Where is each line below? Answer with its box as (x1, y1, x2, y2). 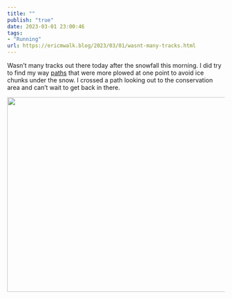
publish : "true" (7, 17, 54, 24)
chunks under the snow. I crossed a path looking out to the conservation (7, 76, 213, 84)
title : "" (7, 10, 36, 17)
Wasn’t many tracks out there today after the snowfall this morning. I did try (7, 62, 222, 69)
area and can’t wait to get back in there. (7, 84, 121, 91)
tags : (7, 29, 23, 37)
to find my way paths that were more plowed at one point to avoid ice (7, 69, 204, 77)
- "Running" (7, 36, 41, 43)
